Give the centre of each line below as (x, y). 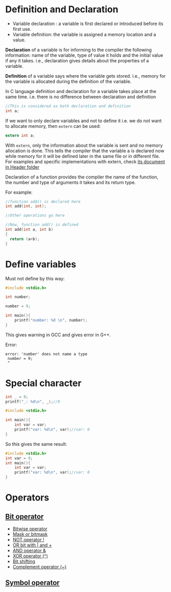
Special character (44, 383)
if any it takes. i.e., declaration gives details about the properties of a (77, 60)
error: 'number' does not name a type (46, 354)
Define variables (41, 264)
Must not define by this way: (35, 278)
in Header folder (22, 167)
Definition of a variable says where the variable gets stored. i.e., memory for (85, 76)
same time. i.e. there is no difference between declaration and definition (81, 97)
